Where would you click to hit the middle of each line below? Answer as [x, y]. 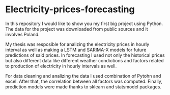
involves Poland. [22, 34]
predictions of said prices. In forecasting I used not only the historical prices [85, 55]
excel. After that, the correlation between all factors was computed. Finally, [84, 81]
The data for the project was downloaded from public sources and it [77, 29]
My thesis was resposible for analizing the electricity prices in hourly [77, 44]
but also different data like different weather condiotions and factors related [84, 60]
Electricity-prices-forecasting [70, 9]
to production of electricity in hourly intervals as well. [61, 66]
